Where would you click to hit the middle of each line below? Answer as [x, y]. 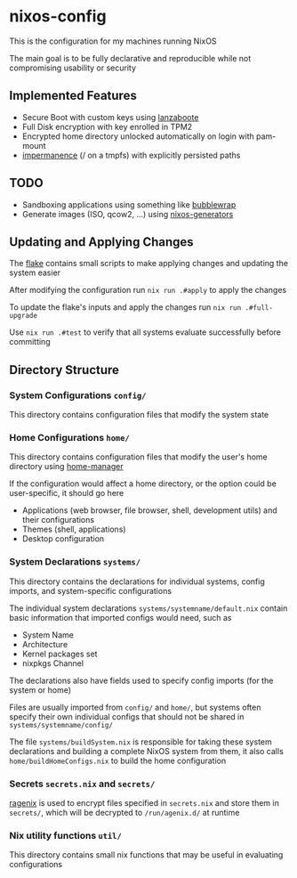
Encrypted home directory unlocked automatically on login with [138, 136]
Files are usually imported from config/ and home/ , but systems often [135, 707]
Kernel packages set [60, 654]
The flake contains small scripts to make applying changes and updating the [149, 264]
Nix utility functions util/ [65, 835]
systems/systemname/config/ [61, 725]
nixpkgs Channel [53, 663]
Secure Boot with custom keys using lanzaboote [110, 117]
